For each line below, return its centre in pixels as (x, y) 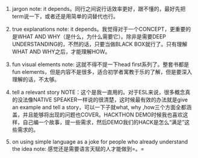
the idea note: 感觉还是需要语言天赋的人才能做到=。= (78, 149)
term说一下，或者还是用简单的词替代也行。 (65, 16)
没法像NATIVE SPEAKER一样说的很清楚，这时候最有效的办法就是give (103, 100)
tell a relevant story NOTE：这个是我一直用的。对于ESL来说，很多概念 (98, 92)
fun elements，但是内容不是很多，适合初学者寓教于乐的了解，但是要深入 (102, 72)
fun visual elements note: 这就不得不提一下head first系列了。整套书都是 (101, 64)
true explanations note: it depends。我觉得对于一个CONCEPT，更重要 (99, 29)
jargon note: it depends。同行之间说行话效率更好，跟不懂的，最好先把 (99, 9)
